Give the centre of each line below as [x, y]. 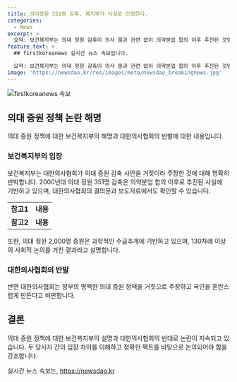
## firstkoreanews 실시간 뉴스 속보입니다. [71, 54]
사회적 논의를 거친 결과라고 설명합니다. [67, 250]
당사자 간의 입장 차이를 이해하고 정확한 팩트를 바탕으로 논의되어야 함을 [131, 347]
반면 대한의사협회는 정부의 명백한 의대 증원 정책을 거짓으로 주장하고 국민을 [109, 287]
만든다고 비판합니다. [48, 296]
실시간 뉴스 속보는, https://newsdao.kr [61, 371]
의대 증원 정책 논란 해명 [55, 118]
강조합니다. [23, 356]
